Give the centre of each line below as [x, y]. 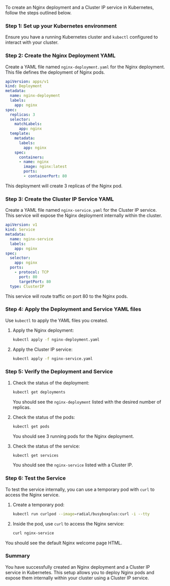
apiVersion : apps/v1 [27, 81]
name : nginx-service [32, 239]
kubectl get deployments [39, 392]
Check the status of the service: [46, 446]
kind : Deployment [24, 86]
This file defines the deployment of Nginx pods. [55, 72]
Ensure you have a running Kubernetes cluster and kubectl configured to [82, 37]
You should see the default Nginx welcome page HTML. [64, 543]
